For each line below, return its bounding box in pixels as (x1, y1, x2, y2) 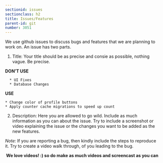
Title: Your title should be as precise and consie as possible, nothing (12, 53, 150, 59)
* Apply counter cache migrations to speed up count (5, 104, 115, 109)
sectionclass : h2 (5, 12, 41, 17)
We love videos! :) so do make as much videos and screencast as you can (6, 153, 159, 159)
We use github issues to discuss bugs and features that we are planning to (5, 39, 156, 45)
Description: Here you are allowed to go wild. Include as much (12, 113, 138, 119)
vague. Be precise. (12, 59, 50, 65)
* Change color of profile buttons (5, 100, 78, 105)
